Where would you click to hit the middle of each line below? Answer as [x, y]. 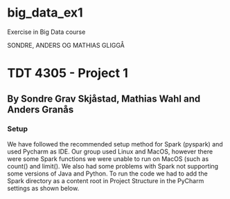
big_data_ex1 [45, 13]
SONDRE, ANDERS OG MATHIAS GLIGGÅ [66, 45]
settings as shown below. [43, 188]
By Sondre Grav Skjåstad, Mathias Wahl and [104, 98]
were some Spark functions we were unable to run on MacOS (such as [108, 159]
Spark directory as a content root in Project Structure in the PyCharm [106, 180]
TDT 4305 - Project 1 [68, 73]
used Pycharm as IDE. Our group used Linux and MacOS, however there [110, 151]
